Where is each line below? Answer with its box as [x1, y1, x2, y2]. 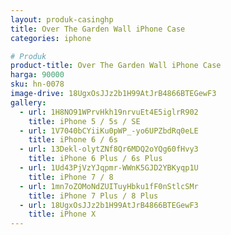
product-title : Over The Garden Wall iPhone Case [10, 61, 222, 71]
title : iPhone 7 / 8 [28, 172, 114, 182]
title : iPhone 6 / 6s [28, 135, 118, 145]
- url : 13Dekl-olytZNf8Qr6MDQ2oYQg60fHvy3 [19, 144, 199, 155]
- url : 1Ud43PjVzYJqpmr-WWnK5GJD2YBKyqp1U [19, 163, 199, 173]
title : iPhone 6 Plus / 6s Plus [28, 154, 163, 164]
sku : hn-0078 [10, 79, 65, 90]
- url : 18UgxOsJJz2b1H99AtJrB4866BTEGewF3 [19, 200, 199, 210]
